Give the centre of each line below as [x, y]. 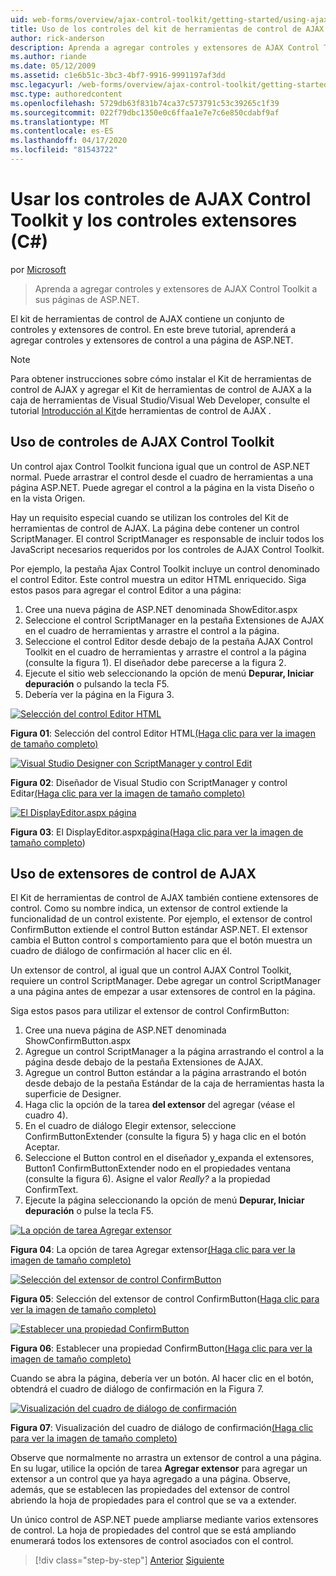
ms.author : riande [48, 57]
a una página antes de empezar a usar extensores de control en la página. [163, 992]
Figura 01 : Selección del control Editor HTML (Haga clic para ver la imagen [163, 733]
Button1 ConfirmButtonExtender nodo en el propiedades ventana [158, 1168]
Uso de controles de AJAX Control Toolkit [142, 442]
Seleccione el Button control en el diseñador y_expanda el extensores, [169, 1158]
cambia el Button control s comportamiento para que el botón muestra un [161, 940]
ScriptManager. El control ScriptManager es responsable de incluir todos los [167, 538]
